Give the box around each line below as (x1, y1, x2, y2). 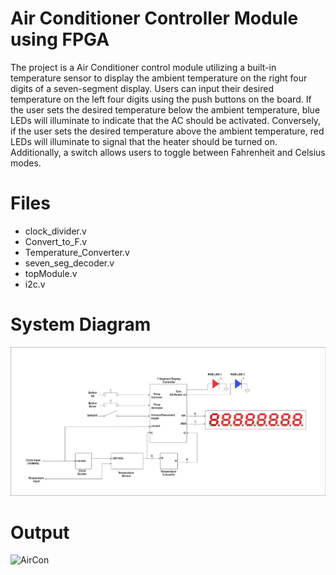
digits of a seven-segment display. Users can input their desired (10, 82, 275, 94)
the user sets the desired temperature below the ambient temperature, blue (10, 103, 321, 116)
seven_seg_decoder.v (24, 257, 115, 269)
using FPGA (10, 28, 110, 51)
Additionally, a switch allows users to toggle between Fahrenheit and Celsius (10, 146, 326, 158)
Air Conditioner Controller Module (10, 7, 299, 30)
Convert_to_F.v (24, 235, 88, 247)
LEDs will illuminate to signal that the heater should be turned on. (10, 135, 278, 147)
